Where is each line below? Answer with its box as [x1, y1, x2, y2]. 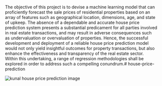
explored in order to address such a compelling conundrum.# [5, 61, 127, 67]
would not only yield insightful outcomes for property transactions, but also [5, 46, 155, 51]
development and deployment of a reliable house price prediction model [5, 40, 149, 46]
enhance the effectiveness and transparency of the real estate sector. [5, 51, 144, 56]
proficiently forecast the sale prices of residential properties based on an [5, 9, 150, 15]
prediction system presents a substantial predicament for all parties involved [5, 25, 158, 31]
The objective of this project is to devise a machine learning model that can [5, 4, 155, 10]
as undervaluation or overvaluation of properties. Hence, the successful [5, 35, 148, 41]
